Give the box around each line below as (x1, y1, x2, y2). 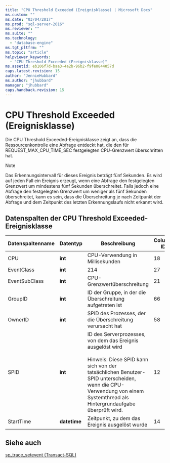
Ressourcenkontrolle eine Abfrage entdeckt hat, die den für (5, 142, 129, 148)
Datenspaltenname (8, 240, 55, 247)
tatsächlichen (87, 369, 120, 376)
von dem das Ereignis (87, 337, 139, 344)
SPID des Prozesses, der (87, 310, 146, 317)
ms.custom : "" (5, 12, 35, 17)
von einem (118, 388, 144, 395)
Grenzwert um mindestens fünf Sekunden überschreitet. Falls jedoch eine (5, 183, 159, 189)
